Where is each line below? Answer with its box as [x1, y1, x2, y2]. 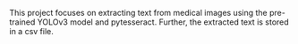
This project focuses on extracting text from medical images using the [9, 8, 268, 18]
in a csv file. [9, 26, 54, 36]
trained [9, 17, 36, 27]
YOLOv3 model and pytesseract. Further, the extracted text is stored [37, 17, 289, 27]
